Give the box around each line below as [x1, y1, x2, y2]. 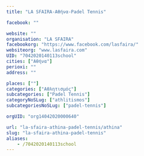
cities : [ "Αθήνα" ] [6, 58, 52, 64]
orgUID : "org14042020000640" [6, 113, 80, 119]
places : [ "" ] [6, 80, 39, 86]
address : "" [6, 70, 36, 76]
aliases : [6, 136, 28, 142]
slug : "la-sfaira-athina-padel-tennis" [6, 130, 107, 136]
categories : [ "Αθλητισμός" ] [6, 86, 77, 92]
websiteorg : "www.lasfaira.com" [6, 47, 87, 53]
